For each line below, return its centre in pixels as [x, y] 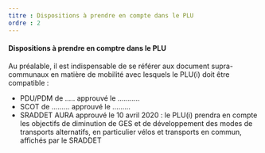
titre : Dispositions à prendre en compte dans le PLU [101, 15]
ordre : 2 [25, 23]
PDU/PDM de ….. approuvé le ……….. [80, 98]
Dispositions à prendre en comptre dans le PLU [88, 48]
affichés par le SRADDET [60, 140]
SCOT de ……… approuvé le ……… [75, 106]
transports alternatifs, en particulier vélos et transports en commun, [131, 132]
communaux [29, 74]
